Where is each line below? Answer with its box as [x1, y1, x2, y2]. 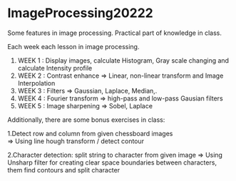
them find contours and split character [7, 165, 120, 174]
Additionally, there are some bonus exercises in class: [7, 115, 165, 124]
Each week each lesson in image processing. [7, 42, 140, 51]
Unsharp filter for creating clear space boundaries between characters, [7, 158, 217, 167]
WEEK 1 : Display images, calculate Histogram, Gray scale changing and [17, 56, 230, 65]
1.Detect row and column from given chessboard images [7, 129, 173, 138]
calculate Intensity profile [17, 63, 93, 72]
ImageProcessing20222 [7, 5, 153, 21]
